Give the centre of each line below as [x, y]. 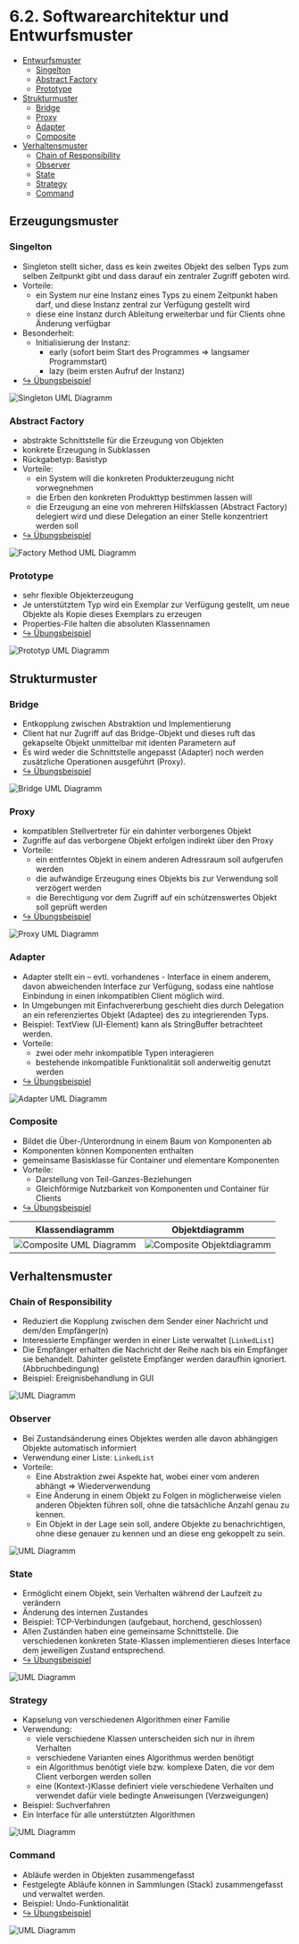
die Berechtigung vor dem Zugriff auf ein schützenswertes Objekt [156, 898]
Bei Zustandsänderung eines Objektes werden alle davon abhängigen [150, 1438]
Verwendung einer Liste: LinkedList [88, 1457]
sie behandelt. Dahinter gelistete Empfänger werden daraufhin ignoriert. [154, 1359]
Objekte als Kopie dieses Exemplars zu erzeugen [112, 614]
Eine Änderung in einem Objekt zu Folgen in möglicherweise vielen [158, 1495]
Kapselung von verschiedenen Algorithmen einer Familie [126, 1720]
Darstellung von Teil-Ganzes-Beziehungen [113, 1179]
